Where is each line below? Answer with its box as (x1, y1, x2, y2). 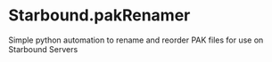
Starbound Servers (8, 43, 78, 54)
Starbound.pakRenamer (8, 5, 191, 26)
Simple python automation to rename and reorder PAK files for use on (8, 35, 264, 45)
